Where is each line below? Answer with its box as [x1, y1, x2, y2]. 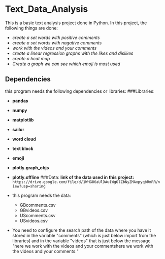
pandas [12, 98, 29, 104]
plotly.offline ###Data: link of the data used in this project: [12, 174, 134, 180]
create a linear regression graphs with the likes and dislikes [12, 50, 133, 56]
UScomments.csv [19, 212, 56, 218]
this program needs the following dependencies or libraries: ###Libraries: [5, 88, 155, 94]
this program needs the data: [12, 192, 71, 198]
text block [12, 146, 33, 151]
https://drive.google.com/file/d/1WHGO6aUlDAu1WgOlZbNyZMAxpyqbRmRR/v [12, 179, 161, 185]
